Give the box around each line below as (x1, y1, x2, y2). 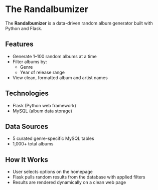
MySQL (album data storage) (12, 108, 73, 114)
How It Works (5, 155, 49, 164)
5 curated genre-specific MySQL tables (12, 135, 94, 141)
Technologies (5, 89, 49, 98)
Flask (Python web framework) (12, 102, 77, 108)
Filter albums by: (12, 59, 47, 65)
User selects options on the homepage (12, 169, 93, 175)
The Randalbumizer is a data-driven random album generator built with (5, 20, 153, 26)
